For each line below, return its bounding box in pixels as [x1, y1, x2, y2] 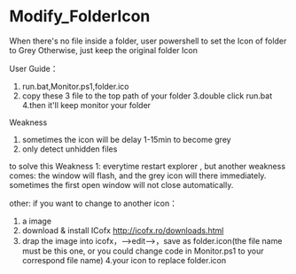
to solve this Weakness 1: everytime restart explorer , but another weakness [9, 160, 286, 171]
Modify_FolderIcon [9, 6, 151, 27]
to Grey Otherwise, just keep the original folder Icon [9, 44, 198, 55]
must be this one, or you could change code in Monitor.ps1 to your [21, 246, 264, 256]
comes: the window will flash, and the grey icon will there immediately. [9, 170, 267, 181]
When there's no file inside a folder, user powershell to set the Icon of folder [9, 35, 287, 46]
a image [21, 215, 51, 226]
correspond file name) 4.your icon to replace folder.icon [21, 254, 227, 265]
